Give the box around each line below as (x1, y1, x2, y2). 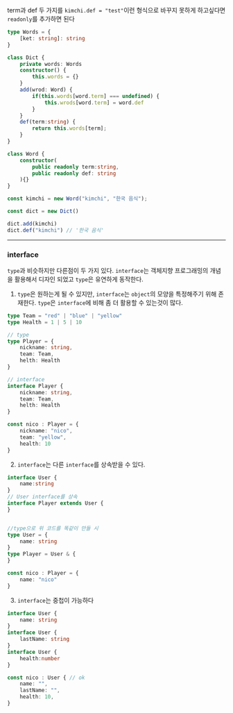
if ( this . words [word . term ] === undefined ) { (32, 92, 159, 99)
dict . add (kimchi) (7, 220, 58, 227)
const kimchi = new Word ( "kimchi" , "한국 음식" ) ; (7, 195, 148, 203)
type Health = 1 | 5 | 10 (7, 319, 82, 326)
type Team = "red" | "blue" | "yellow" (7, 312, 123, 319)
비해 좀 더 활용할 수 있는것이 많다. (92, 298, 184, 307)
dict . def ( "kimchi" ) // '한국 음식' (7, 226, 104, 234)
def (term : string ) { (19, 119, 76, 126)
